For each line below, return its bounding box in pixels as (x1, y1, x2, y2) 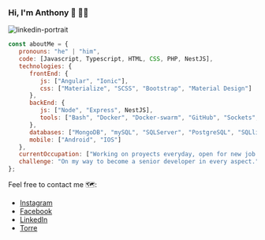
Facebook (19, 207, 53, 216)
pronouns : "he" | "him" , (18, 47, 101, 56)
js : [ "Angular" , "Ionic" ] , (39, 77, 129, 85)
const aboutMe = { (8, 40, 69, 48)
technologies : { (18, 62, 73, 70)
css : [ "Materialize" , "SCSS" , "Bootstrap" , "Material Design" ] (39, 84, 252, 92)
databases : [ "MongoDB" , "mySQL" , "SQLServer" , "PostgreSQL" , (28, 128, 235, 137)
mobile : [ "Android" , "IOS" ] (28, 136, 122, 144)
